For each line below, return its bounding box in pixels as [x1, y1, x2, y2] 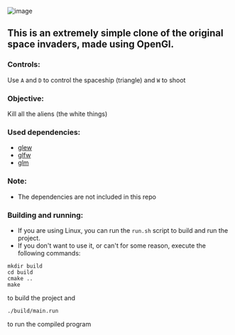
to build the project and [7, 293, 76, 302]
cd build [7, 268, 33, 276]
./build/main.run [7, 307, 59, 314]
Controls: [7, 60, 40, 70]
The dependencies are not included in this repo [17, 192, 156, 201]
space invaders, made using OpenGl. [7, 38, 175, 50]
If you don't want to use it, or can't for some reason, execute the [17, 241, 206, 250]
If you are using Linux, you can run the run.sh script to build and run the [17, 226, 229, 234]
